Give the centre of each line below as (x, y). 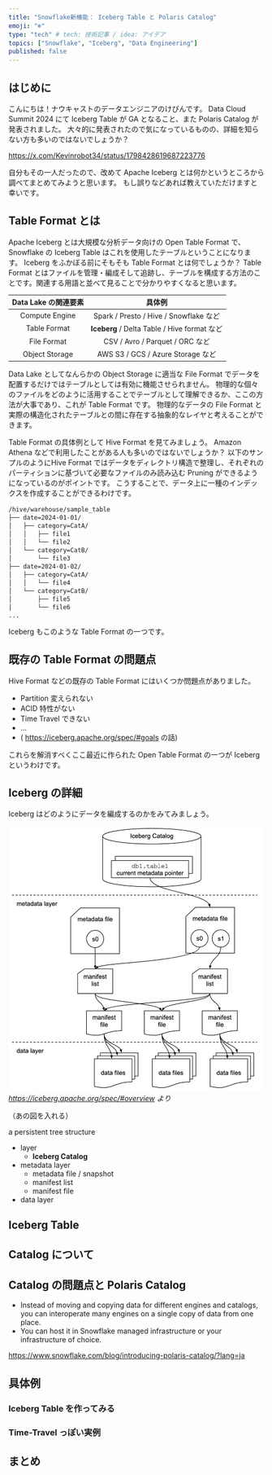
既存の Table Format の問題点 (82, 660)
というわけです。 (37, 765)
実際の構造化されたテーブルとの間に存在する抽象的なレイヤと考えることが (133, 415)
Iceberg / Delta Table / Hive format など (157, 328)
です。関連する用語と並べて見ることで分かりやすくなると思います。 (128, 283)
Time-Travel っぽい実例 (55, 1432)
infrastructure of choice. (61, 1340)
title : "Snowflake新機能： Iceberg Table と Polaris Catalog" (113, 17)
